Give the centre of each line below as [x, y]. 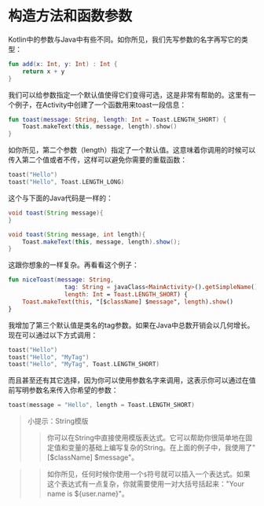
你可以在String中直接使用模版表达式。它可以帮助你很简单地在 [146, 438]
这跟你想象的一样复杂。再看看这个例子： [73, 265]
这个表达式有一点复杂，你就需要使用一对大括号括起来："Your [146, 484]
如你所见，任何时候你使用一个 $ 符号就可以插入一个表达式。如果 [148, 474]
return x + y [44, 71]
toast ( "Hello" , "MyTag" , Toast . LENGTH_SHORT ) [84, 365]
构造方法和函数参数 [70, 16]
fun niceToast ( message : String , [61, 280]
